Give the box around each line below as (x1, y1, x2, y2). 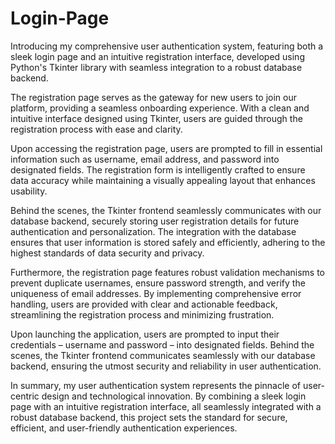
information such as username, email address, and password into (10, 153, 280, 165)
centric (10, 390, 40, 402)
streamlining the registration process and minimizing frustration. (10, 308, 275, 321)
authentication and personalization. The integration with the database (10, 225, 297, 237)
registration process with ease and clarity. (10, 123, 183, 135)
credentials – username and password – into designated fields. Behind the (10, 338, 315, 351)
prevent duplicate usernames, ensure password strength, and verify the (10, 277, 306, 289)
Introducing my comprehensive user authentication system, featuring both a (10, 40, 324, 52)
